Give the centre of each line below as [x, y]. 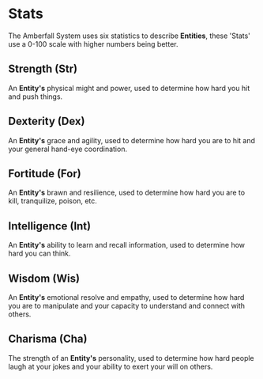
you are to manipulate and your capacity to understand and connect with [127, 306]
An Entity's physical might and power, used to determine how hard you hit [129, 88]
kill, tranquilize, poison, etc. [53, 201]
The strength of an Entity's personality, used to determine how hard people [131, 358]
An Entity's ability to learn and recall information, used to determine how [127, 245]
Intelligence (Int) [50, 226]
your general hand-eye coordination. [68, 149]
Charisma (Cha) [48, 339]
